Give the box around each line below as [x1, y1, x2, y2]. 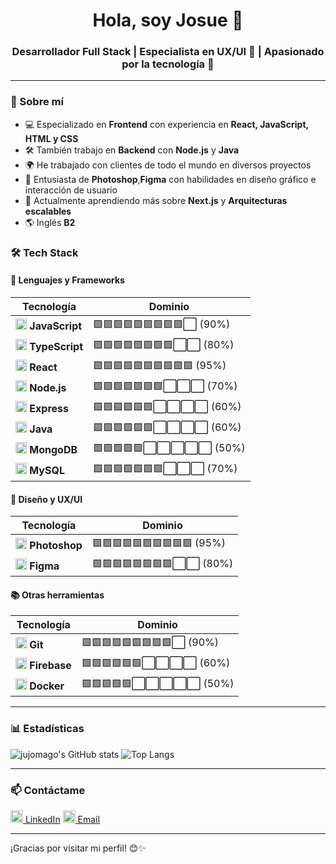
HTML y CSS [24, 132, 79, 144]
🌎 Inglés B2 [24, 216, 76, 228]
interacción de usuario [24, 184, 118, 196]
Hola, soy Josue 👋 [92, 9, 244, 32]
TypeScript [29, 340, 83, 354]
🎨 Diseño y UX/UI [10, 493, 83, 505]
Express [29, 402, 69, 416]
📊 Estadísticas [10, 722, 85, 736]
